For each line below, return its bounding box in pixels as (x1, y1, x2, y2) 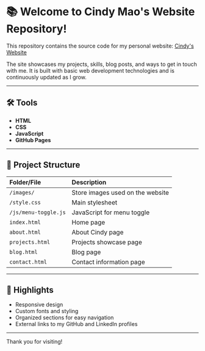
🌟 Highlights (6, 284, 54, 295)
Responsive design (15, 301, 63, 308)
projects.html (9, 239, 51, 245)
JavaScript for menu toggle (71, 208, 150, 217)
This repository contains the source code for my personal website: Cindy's (6, 42, 194, 49)
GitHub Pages (15, 136, 51, 143)
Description (71, 178, 107, 186)
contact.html (9, 258, 48, 266)
